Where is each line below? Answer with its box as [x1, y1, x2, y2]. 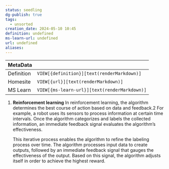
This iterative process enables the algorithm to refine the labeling [12, 136, 149, 142]
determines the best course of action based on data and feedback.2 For [12, 105, 164, 111]
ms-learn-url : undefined [5, 36, 58, 41]
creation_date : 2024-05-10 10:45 [5, 26, 76, 31]
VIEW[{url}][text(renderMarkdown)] [37, 79, 123, 84]
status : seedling [5, 7, 42, 13]
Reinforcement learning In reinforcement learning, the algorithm [12, 99, 149, 106]
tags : [5, 17, 17, 22]
